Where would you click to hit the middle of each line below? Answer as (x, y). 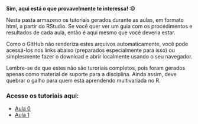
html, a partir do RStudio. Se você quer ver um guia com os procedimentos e (99, 26)
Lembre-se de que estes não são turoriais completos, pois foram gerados (96, 68)
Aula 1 (22, 115)
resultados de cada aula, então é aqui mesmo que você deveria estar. (91, 32)
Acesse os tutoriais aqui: (43, 96)
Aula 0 (22, 109)
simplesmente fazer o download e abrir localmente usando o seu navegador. (99, 56)
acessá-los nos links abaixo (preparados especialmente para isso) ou (91, 50)
